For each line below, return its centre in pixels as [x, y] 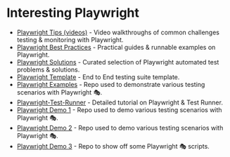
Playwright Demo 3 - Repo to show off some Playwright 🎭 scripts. [113, 146]
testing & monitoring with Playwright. [70, 39]
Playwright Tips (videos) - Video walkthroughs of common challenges [118, 32]
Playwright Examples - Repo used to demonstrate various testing [111, 84]
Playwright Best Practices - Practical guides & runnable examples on [116, 47]
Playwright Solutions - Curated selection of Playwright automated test [118, 62]
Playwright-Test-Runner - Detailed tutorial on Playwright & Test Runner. [120, 102]
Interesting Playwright [73, 13]
